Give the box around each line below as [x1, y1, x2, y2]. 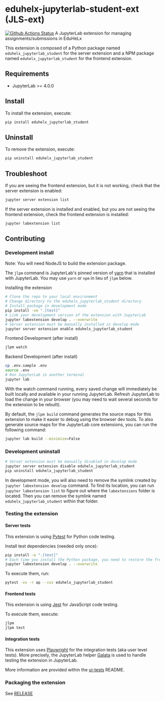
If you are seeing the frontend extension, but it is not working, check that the [5, 182, 160, 188]
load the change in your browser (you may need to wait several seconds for [5, 396, 158, 402]
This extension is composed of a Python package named [5, 45, 120, 51]
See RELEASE [5, 690, 33, 696]
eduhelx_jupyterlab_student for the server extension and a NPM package [5, 50, 154, 56]
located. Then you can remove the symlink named [5, 493, 107, 499]
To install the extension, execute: [5, 110, 72, 116]
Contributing [5, 235, 45, 243]
